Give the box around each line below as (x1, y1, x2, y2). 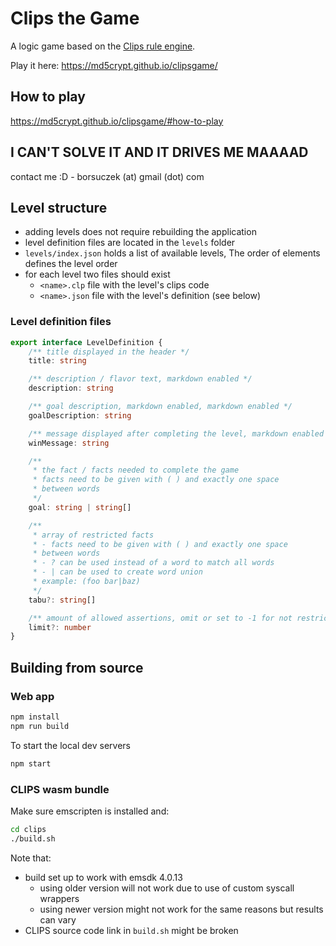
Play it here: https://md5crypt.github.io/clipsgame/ (10, 59, 218, 71)
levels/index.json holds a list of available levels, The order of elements (24, 247, 321, 259)
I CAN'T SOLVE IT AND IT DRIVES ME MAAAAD (10, 144, 309, 161)
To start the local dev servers (10, 739, 131, 751)
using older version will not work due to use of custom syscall (39, 882, 295, 894)
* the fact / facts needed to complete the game (32, 465, 240, 476)
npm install (10, 712, 60, 722)
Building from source (10, 659, 144, 676)
